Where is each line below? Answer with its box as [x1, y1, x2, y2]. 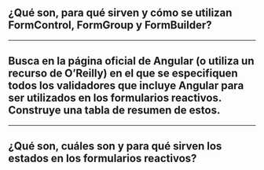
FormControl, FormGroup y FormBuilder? [8, 19, 212, 32]
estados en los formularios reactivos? [8, 152, 197, 165]
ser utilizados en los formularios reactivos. [8, 91, 222, 105]
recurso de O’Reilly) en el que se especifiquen [8, 67, 238, 80]
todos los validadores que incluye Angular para [8, 79, 244, 93]
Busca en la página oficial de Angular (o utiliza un [8, 54, 255, 68]
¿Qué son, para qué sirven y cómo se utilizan [8, 6, 233, 20]
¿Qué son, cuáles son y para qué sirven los [8, 139, 222, 153]
